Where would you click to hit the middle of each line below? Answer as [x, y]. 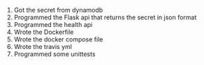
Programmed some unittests [54, 54]
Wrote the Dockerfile [44, 32]
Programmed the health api [53, 25]
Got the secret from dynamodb [58, 10]
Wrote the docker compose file [58, 39]
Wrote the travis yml [43, 47]
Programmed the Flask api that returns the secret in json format [105, 17]
